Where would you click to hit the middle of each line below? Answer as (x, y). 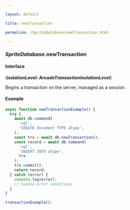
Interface (15, 66)
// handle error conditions (43, 184)
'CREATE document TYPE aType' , (51, 128)
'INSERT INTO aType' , (41, 151)
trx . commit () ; (29, 166)
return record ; (30, 170)
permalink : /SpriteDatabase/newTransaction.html (57, 32)
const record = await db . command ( (50, 142)
